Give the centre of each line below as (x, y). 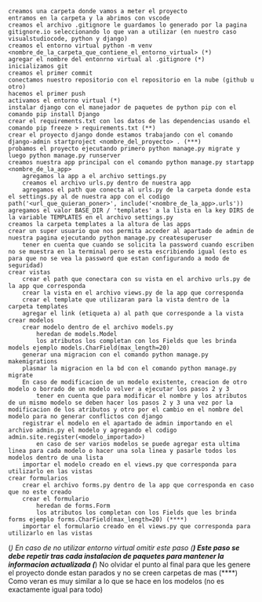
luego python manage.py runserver (65, 155)
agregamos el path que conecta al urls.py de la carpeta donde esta (136, 190)
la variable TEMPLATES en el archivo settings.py (91, 217)
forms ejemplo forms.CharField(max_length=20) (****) (98, 520)
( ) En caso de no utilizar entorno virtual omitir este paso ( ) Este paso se (124, 548)
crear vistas (29, 272)
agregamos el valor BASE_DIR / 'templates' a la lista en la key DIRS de (131, 210)
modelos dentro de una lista (56, 458)
